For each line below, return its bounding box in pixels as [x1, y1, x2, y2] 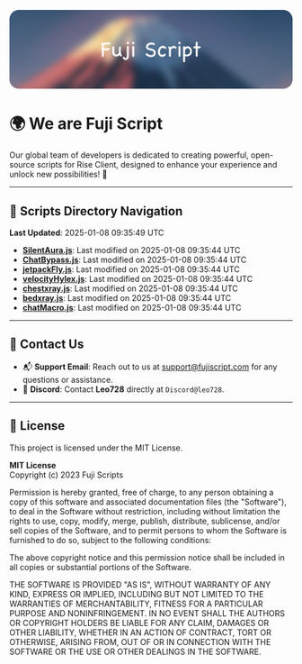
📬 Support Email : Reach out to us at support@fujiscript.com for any [22, 361, 278, 372]
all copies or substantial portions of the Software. [9, 561, 191, 572]
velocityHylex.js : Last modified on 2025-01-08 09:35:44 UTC [22, 274, 253, 285]
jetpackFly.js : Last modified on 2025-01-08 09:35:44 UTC [22, 264, 240, 275]
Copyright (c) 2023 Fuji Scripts [9, 469, 124, 480]
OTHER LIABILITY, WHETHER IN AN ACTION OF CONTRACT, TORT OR [9, 627, 271, 638]
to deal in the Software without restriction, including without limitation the [9, 505, 280, 516]
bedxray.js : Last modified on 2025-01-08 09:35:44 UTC [22, 293, 232, 304]
